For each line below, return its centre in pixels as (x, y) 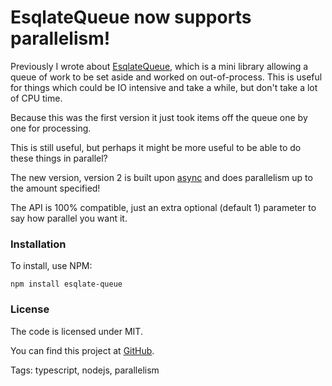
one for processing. (51, 128)
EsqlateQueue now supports (131, 17)
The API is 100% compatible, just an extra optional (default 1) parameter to (163, 207)
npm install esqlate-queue (66, 284)
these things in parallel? (59, 158)
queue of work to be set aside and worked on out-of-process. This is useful (166, 77)
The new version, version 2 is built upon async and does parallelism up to (161, 177)
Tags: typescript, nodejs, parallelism (85, 370)
